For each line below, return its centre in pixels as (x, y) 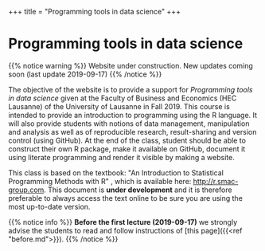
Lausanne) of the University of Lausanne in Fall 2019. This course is (119, 106)
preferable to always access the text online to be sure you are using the (125, 198)
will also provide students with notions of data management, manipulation (129, 124)
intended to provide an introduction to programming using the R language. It (132, 115)
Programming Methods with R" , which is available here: (100, 181)
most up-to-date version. (49, 206)
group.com (26, 190)
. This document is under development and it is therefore (138, 190)
